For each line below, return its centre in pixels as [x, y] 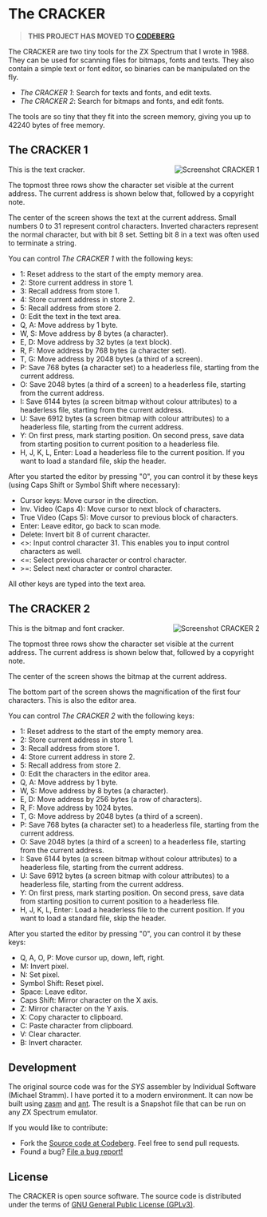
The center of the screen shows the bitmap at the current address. [118, 676]
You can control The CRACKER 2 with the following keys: [102, 716]
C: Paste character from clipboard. [77, 1025]
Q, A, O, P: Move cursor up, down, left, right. [92, 957]
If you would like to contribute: [58, 1127]
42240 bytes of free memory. [57, 125]
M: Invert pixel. [44, 966]
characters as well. [51, 551]
